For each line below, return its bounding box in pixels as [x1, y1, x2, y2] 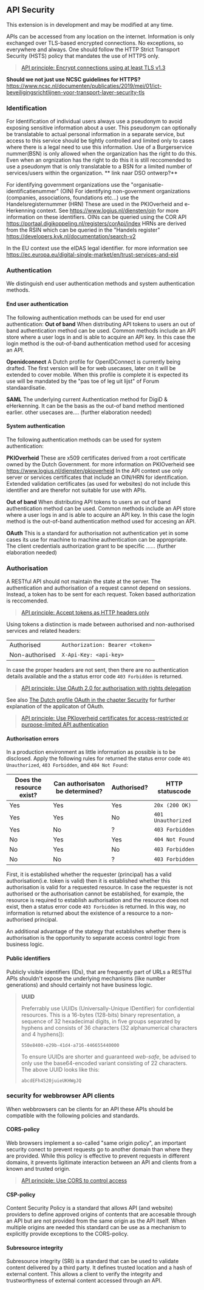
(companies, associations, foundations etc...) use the [6, 194, 139, 201]
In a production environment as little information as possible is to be [6, 748, 176, 756]
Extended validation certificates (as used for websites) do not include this [6, 480, 191, 487]
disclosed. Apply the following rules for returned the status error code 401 [6, 755, 191, 762]
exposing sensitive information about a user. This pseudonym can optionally [6, 124, 197, 131]
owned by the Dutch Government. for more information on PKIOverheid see [6, 460, 195, 467]
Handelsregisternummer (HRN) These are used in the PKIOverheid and [6, 201, 183, 208]
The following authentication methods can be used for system [6, 436, 161, 443]
